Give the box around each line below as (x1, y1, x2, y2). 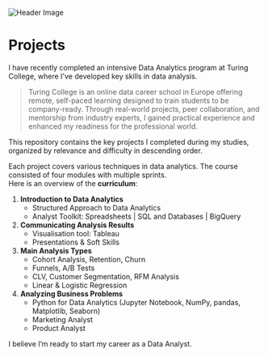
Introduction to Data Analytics (19, 194, 124, 204)
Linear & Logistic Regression (31, 280, 128, 290)
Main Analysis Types (19, 245, 93, 255)
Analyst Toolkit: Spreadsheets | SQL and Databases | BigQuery (31, 211, 241, 221)
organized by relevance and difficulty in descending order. (8, 146, 203, 155)
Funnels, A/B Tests (31, 263, 95, 273)
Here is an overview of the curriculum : (8, 178, 138, 188)
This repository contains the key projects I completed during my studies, (8, 137, 249, 147)
